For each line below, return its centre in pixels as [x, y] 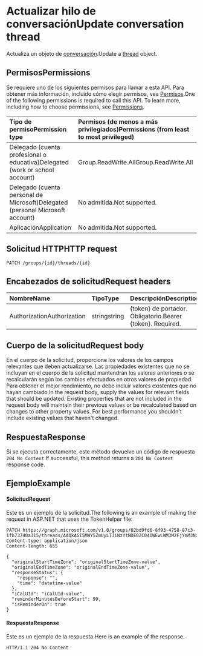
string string [108, 316]
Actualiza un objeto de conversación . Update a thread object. [82, 53]
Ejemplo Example [38, 484]
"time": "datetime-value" [50, 583]
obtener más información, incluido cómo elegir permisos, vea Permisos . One [101, 94]
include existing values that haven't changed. [63, 418]
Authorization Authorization [47, 316]
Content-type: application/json [47, 541]
